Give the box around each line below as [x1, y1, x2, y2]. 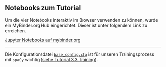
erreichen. [5, 27, 26, 33]
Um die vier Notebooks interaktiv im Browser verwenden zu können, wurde [5, 17, 158, 23]
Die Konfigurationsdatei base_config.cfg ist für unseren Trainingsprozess [5, 51, 154, 57]
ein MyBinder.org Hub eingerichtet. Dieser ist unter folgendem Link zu [5, 22, 148, 28]
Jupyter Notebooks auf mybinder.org [5, 37, 81, 43]
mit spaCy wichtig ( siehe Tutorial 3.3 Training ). [5, 56, 98, 62]
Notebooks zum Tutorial [5, 4, 81, 12]
